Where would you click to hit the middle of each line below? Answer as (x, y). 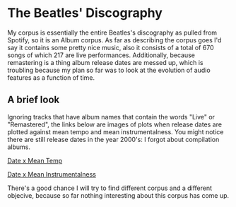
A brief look (34, 100)
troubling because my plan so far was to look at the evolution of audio (109, 70)
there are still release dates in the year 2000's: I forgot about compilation (113, 139)
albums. (19, 147)
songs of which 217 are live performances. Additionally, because (101, 55)
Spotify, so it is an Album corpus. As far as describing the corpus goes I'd (114, 40)
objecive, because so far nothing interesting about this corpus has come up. (118, 195)
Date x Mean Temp (35, 160)
